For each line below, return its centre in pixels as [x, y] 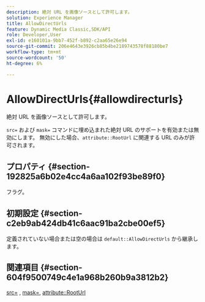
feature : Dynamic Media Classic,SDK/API [59, 29]
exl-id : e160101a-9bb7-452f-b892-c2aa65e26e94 [67, 41]
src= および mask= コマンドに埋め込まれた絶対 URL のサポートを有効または [100, 130]
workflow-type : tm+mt [34, 52]
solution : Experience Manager [45, 18]
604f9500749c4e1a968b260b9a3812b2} [88, 278]
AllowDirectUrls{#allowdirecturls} [95, 99]
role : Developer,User [34, 35]
